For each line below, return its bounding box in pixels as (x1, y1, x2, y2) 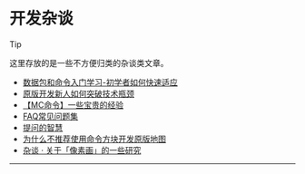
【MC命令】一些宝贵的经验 (22, 99, 124, 110)
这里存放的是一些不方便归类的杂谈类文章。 (9, 57, 169, 68)
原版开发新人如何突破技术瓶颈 (22, 88, 134, 99)
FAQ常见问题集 (22, 111, 79, 121)
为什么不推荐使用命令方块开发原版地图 (22, 133, 166, 144)
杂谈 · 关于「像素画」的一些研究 (22, 144, 142, 155)
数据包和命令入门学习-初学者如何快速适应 (22, 76, 179, 87)
